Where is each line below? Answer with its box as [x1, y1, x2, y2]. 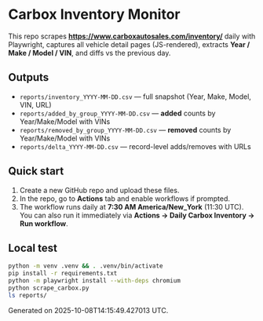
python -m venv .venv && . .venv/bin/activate [8, 262, 163, 270]
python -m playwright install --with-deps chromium [8, 277, 181, 285]
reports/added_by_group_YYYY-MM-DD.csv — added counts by [19, 108, 216, 118]
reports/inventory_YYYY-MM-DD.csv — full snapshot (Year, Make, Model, [19, 92, 251, 101]
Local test [8, 241, 57, 254]
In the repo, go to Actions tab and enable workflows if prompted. [19, 194, 230, 203]
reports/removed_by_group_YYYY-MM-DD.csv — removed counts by [19, 125, 232, 134]
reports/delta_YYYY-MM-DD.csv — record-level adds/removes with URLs [19, 141, 251, 151]
